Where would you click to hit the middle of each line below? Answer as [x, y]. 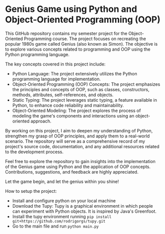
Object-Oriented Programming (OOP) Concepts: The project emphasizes [86, 84]
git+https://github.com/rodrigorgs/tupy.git [59, 221]
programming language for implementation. [57, 79]
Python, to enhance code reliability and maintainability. [68, 105]
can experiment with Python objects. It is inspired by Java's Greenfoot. [84, 211]
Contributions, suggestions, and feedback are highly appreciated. [72, 172]
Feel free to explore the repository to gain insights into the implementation [80, 161]
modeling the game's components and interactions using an [73, 116]
